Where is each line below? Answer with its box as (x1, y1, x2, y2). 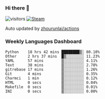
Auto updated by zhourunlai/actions (5, 25, 79, 31)
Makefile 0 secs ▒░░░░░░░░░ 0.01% (5, 84, 98, 89)
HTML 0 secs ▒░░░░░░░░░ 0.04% (5, 80, 98, 85)
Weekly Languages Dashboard (5, 38, 82, 45)
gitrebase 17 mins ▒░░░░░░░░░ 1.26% (5, 67, 98, 72)
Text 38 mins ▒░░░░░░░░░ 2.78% (5, 62, 98, 67)
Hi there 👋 (5, 4, 30, 11)
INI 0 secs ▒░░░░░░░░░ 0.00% (5, 88, 98, 94)
